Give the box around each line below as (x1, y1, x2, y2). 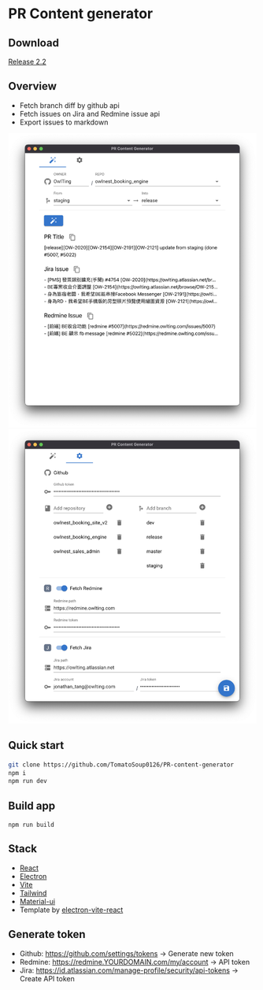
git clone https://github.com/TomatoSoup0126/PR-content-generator (8, 761, 235, 769)
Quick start (8, 739, 65, 752)
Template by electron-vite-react (19, 905, 124, 914)
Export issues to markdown (19, 117, 109, 127)
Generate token (8, 928, 86, 941)
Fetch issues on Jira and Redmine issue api (19, 109, 160, 118)
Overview (8, 80, 57, 93)
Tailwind (19, 888, 47, 898)
